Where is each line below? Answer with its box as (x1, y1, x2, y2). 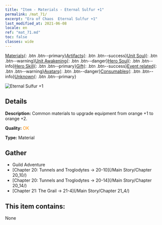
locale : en (5, 26, 27, 30)
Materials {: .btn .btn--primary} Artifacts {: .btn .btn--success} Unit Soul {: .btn (5, 53, 158, 58)
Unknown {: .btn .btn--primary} (14, 73, 77, 79)
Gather (5, 148, 27, 157)
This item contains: (5, 202, 65, 210)
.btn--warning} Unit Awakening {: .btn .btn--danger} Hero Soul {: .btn (5, 57, 140, 64)
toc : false (5, 35, 27, 40)
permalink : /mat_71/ (5, 12, 48, 17)
